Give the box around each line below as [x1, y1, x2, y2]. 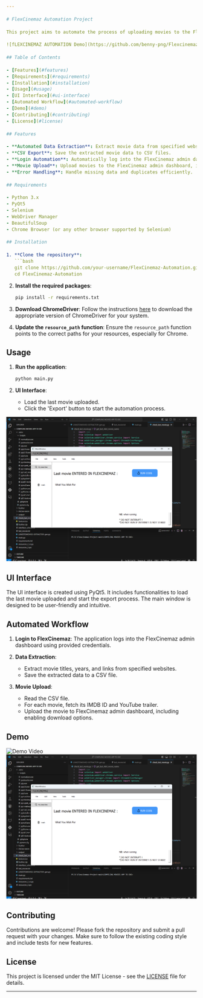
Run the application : [14, 363, 67, 371]
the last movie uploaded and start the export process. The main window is [6, 595, 191, 602]
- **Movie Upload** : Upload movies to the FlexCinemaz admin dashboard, [6, 163, 193, 169]
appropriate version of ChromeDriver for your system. [14, 312, 149, 319]
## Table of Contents [6, 54, 61, 60]
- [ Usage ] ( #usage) [6, 86, 53, 92]
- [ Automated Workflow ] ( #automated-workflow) [6, 99, 123, 105]
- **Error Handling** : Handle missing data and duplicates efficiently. [6, 169, 193, 175]
